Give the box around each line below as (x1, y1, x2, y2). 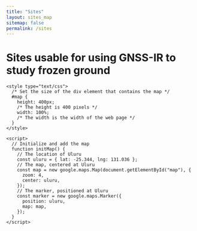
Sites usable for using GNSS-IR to (6, 51, 177, 64)
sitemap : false (6, 20, 44, 26)
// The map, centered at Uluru (17, 162, 95, 168)
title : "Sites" (6, 8, 44, 15)
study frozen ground (6, 64, 111, 78)
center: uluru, (22, 177, 60, 184)
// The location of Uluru (17, 152, 82, 158)
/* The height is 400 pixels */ (17, 104, 98, 110)
